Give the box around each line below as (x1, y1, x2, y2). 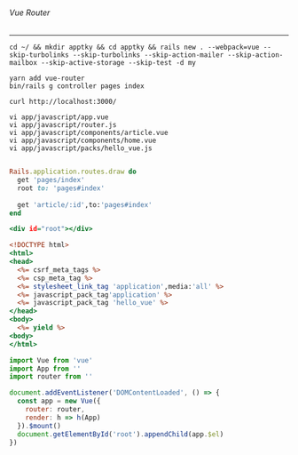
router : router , (25, 405, 86, 414)
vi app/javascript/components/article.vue (9, 129, 169, 138)
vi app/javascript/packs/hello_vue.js (9, 144, 153, 153)
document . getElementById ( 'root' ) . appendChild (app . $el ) (17, 429, 224, 439)
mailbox (9, 59, 38, 68)
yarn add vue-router (9, 74, 86, 84)
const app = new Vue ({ (17, 396, 101, 406)
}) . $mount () (17, 421, 62, 430)
